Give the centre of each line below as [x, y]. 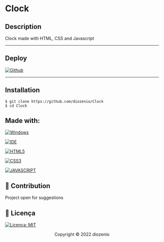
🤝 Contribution [28, 186]
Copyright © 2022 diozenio [82, 234]
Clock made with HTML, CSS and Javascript [50, 38]
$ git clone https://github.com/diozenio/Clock [54, 101]
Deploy [16, 59]
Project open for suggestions [34, 198]
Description [23, 27]
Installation [22, 90]
